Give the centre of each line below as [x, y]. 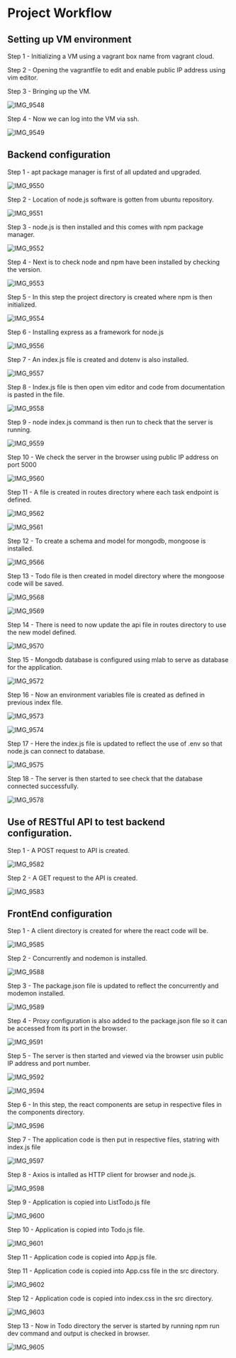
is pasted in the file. [36, 394]
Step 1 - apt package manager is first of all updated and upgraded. [105, 172]
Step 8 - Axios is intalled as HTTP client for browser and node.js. [102, 1175]
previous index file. [35, 702]
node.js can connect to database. [56, 751]
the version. [25, 269]
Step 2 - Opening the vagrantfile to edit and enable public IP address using [116, 70]
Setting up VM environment [69, 39]
